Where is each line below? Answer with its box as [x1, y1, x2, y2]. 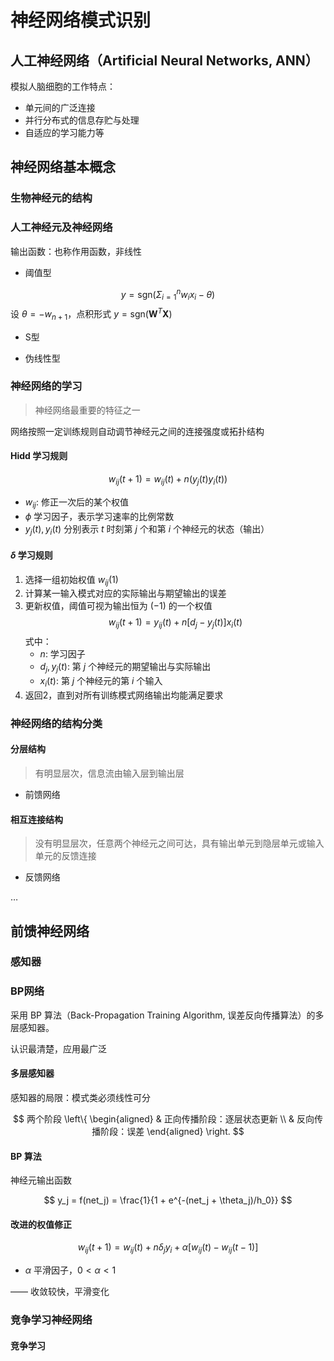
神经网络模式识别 [10, 9, 152, 32]
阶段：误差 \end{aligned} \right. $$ [100, 1125, 245, 1137]
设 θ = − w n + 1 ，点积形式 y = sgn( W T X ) [10, 306, 173, 322]
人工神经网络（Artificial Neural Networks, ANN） [10, 52, 319, 69]
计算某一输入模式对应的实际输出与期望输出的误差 [24, 587, 227, 600]
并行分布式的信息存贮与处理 [24, 114, 140, 126]
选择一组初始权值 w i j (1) [24, 573, 119, 588]
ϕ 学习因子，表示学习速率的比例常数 [24, 510, 175, 522]
